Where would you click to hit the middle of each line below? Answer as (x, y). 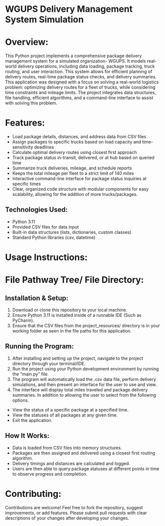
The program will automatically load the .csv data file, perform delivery (84, 379)
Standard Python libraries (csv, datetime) (54, 237)
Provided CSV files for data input (46, 227)
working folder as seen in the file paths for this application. (72, 331)
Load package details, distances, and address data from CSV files (79, 137)
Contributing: (33, 494)
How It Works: (27, 436)
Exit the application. (32, 420)
